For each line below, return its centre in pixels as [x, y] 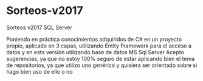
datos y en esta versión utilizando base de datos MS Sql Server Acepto [95, 52]
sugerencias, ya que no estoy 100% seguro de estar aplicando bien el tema [101, 58]
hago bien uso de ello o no [40, 71]
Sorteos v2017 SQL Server [40, 27]
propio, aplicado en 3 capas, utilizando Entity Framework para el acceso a [99, 46]
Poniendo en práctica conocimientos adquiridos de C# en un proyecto [94, 39]
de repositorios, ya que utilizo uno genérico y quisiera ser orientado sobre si [102, 65]
